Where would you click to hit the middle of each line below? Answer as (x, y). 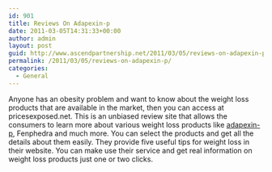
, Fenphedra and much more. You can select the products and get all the (133, 133)
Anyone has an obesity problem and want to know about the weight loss (129, 99)
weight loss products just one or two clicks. (81, 159)
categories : (28, 69)
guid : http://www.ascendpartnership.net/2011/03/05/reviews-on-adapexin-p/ (139, 53)
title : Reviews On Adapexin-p (59, 23)
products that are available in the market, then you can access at (116, 107)
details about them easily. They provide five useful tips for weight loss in (129, 141)
